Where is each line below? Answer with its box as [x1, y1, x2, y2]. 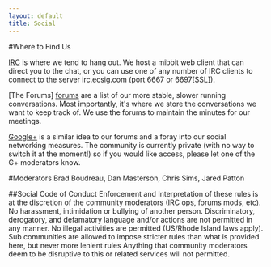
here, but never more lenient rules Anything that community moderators [8, 240, 248, 250]
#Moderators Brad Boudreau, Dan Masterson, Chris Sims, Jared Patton [8, 173, 245, 183]
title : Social [8, 19, 57, 28]
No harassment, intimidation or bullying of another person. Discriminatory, [8, 206, 256, 215]
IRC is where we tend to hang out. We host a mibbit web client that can [8, 57, 244, 67]
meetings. [8, 116, 42, 125]
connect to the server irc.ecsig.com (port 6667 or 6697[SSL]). [8, 74, 216, 84]
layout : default [8, 11, 63, 20]
